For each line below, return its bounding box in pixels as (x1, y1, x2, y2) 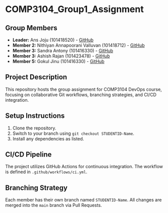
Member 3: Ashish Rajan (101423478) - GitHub (12, 53, 110, 59)
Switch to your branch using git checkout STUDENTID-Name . (12, 130, 134, 136)
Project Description (5, 73, 67, 82)
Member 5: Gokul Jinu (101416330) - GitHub (12, 58, 105, 64)
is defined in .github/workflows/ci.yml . (5, 169, 88, 175)
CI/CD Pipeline (5, 150, 52, 159)
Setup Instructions (5, 112, 65, 120)
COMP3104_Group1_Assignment (5, 4, 144, 15)
